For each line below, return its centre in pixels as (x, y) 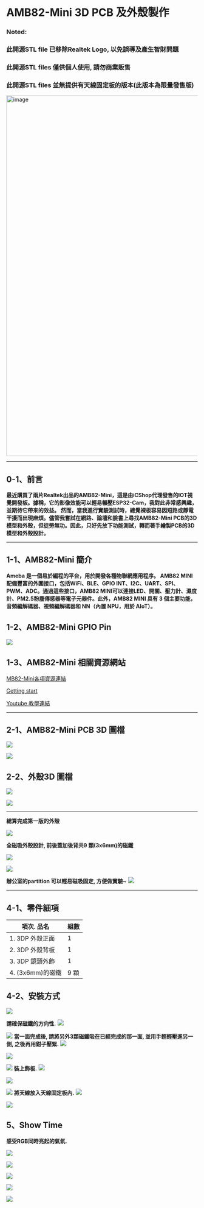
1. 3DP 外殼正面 (32, 938)
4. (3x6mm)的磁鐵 (36, 972)
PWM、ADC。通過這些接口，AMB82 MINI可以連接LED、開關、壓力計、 (96, 591)
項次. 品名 (36, 927)
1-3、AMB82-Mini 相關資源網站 (66, 662)
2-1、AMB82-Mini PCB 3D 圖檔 (66, 729)
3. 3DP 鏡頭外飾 (32, 961)
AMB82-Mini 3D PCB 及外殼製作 (88, 12)
